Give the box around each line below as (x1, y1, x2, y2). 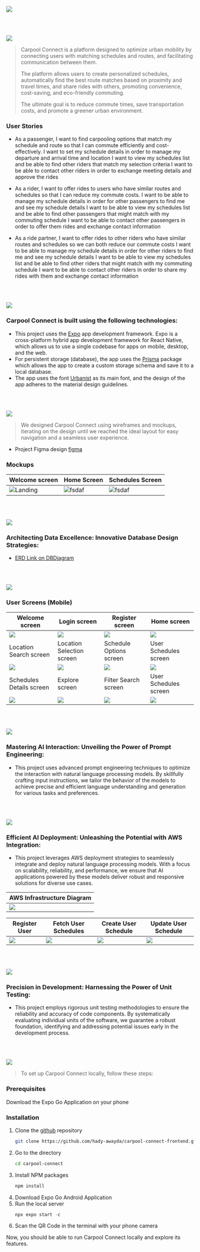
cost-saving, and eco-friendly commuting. (20, 89, 125, 96)
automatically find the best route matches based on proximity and (20, 77, 183, 83)
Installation (6, 1113, 40, 1121)
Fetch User (52, 919, 85, 928)
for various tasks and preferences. (14, 789, 99, 796)
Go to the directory (14, 1149, 61, 1156)
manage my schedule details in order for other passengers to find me (14, 198, 185, 205)
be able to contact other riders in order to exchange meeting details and (14, 167, 192, 175)
